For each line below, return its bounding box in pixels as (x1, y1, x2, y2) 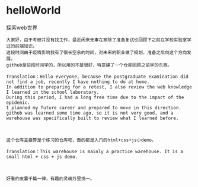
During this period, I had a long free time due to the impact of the (6, 94, 184, 100)
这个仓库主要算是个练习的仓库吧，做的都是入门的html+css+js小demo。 (6, 137, 157, 143)
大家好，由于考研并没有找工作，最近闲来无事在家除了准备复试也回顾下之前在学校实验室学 (6, 37, 191, 43)
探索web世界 (6, 24, 37, 31)
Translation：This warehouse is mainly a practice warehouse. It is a (6, 148, 184, 154)
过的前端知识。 (6, 43, 37, 49)
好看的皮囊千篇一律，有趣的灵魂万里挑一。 (6, 176, 95, 182)
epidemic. (6, 99, 31, 106)
